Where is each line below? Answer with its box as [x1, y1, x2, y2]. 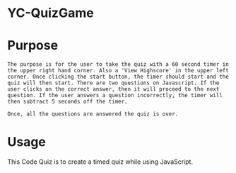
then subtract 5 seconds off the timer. [7, 98, 129, 106]
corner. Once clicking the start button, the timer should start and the [7, 73, 230, 81]
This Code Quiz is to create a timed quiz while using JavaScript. [7, 157, 193, 166]
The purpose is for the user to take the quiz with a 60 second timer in [7, 61, 230, 68]
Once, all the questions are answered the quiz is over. [7, 111, 179, 118]
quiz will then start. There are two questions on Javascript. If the [7, 79, 220, 86]
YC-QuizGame [7, 5, 94, 21]
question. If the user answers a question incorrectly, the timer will [7, 92, 223, 99]
